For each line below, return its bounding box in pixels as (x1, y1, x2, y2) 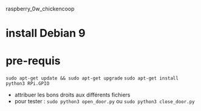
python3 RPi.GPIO (5, 81, 50, 87)
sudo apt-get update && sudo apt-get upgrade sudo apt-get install (5, 75, 179, 81)
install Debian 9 (5, 27, 86, 40)
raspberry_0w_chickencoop (5, 5, 75, 12)
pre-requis (5, 54, 61, 68)
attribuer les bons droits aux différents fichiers (14, 91, 131, 99)
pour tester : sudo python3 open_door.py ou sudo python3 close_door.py (14, 98, 195, 105)
